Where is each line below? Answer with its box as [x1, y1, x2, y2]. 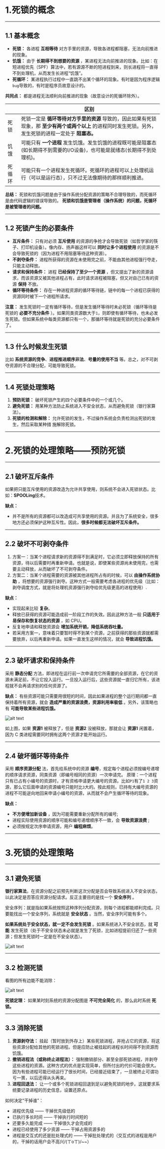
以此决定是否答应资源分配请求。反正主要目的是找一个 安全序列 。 [5, 895, 137, 900]
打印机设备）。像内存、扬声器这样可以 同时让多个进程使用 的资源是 [21, 244, 155, 250]
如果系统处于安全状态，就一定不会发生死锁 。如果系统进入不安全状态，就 [5, 922, 153, 927]
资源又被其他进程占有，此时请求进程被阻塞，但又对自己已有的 [29, 275, 155, 280]
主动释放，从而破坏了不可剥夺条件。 [16, 566, 90, 572]
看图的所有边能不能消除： [5, 977, 57, 983]
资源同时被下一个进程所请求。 [12, 293, 73, 299]
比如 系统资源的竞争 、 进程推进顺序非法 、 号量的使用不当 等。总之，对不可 [5, 357, 154, 363]
